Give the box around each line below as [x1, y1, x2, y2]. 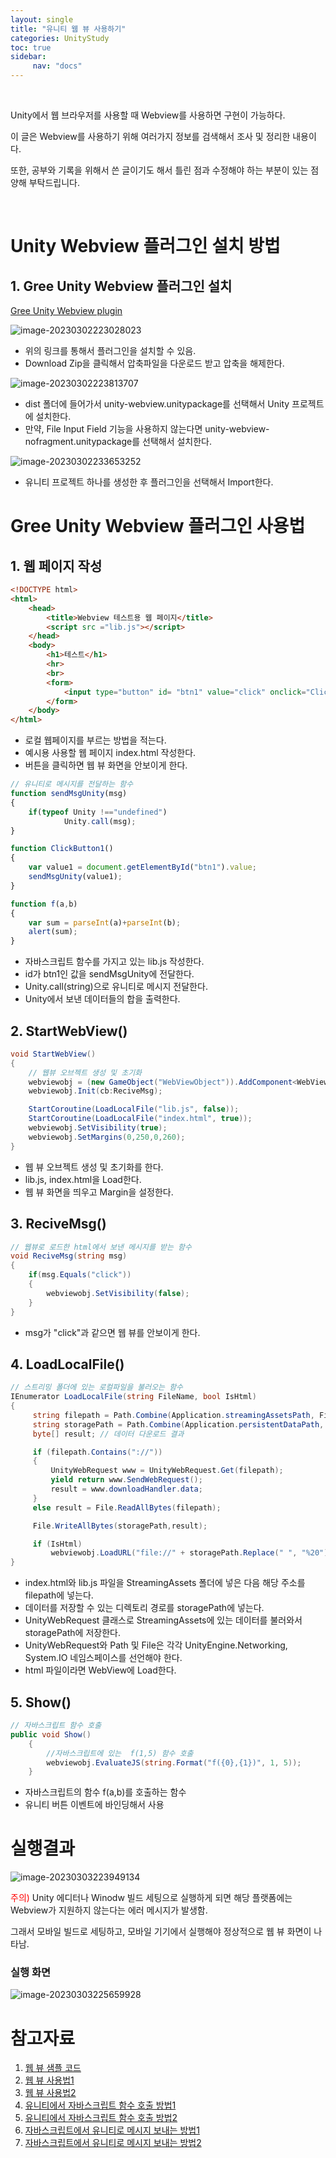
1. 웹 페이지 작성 [10, 557, 103, 575]
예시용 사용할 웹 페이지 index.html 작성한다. [24, 747, 197, 759]
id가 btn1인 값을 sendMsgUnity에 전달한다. [24, 968, 195, 980]
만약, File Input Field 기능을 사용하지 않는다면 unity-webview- [24, 423, 270, 435]
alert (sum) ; [28, 927, 78, 937]
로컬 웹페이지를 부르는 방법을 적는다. [24, 734, 167, 746]
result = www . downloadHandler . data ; [50, 1484, 203, 1495]
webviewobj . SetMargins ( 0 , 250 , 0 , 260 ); [28, 1132, 186, 1142]
